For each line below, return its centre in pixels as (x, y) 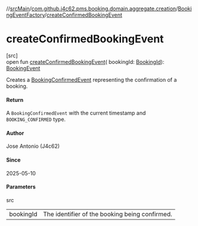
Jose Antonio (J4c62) (33, 146)
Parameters (21, 187)
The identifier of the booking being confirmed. (108, 214)
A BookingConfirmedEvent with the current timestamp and (76, 113)
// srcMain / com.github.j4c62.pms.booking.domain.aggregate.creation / (92, 9)
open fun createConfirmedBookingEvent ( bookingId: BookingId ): (85, 61)
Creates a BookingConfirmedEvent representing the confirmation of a (92, 79)
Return (15, 100)
